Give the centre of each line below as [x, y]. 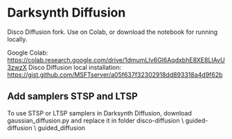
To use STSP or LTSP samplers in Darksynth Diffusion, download [100, 113]
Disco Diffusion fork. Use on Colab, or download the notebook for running [113, 32]
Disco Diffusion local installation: [75, 67]
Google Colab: [28, 53]
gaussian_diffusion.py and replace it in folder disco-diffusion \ [96, 120]
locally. [17, 39]
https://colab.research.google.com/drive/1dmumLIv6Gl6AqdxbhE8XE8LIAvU [116, 59]
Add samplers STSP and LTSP [73, 96]
